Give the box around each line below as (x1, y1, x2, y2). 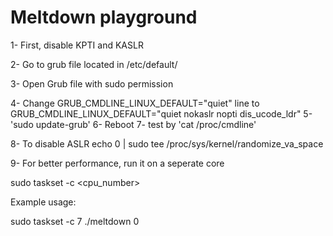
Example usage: (10, 196, 77, 208)
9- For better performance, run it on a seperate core (10, 157, 225, 169)
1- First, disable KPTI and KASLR (10, 39, 144, 51)
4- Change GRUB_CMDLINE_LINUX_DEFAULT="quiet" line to (10, 97, 260, 109)
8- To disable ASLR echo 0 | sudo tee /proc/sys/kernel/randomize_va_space (10, 137, 324, 150)
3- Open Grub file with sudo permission (10, 77, 174, 90)
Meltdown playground (10, 6, 198, 29)
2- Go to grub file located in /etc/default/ (10, 58, 178, 70)
